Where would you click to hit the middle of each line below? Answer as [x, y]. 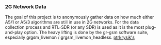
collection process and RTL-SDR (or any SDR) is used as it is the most [75, 27]
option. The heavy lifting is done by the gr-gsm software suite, [86, 33]
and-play [14, 33]
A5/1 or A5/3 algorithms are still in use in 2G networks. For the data [72, 22]
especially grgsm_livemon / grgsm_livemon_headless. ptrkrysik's [70, 37]
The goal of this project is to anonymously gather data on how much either [80, 17]
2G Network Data [26, 7]
